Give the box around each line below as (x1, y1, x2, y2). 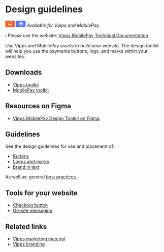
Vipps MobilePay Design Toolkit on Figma (12, 115, 100, 121)
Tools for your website (5, 188, 78, 197)
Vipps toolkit (12, 81, 39, 87)
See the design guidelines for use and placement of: (5, 143, 115, 149)
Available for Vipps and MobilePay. (26, 22, 101, 28)
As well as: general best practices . (5, 174, 77, 180)
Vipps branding (12, 241, 45, 247)
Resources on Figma (5, 102, 71, 110)
